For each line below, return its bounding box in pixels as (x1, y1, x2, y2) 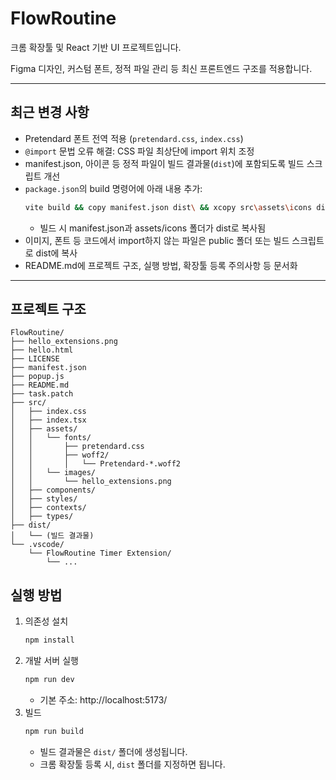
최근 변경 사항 (10, 104, 90, 121)
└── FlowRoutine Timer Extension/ (28, 548, 172, 559)
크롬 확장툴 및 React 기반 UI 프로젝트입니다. (10, 41, 182, 53)
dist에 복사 (35, 247, 78, 259)
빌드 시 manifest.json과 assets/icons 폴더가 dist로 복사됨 (39, 222, 267, 234)
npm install (24, 635, 75, 646)
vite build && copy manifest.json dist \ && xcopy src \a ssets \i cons (24, 202, 313, 212)
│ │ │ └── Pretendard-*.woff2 (10, 459, 182, 469)
